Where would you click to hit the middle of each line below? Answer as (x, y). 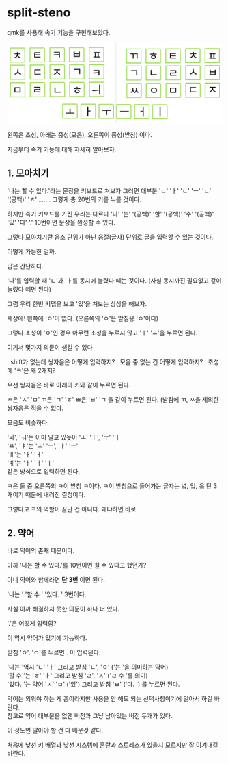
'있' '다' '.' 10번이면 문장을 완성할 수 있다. (61, 222)
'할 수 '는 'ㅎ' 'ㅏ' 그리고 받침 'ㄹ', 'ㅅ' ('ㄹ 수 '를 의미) (77, 676)
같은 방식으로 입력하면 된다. (44, 472)
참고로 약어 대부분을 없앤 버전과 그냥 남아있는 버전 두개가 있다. (90, 716)
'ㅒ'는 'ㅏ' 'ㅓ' (25, 455)
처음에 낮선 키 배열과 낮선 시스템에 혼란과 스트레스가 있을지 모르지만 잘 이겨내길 (113, 745)
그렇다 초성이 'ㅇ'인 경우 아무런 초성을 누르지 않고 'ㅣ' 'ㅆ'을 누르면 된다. (102, 333)
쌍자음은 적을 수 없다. (35, 408)
